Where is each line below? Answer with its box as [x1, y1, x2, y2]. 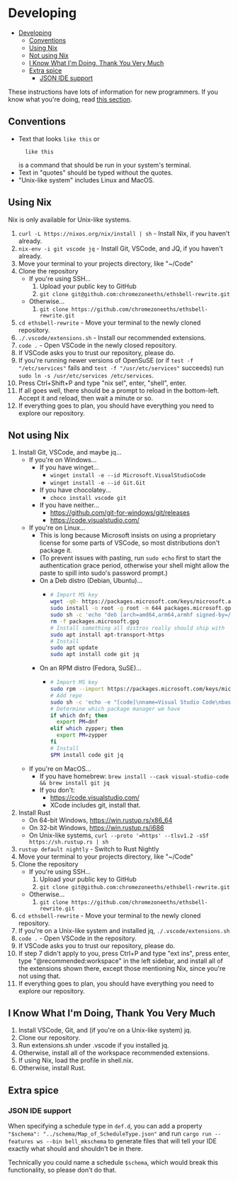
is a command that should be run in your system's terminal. [18, 160, 192, 169]
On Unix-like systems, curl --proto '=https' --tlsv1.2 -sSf [28, 831, 210, 839]
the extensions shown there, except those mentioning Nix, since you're [18, 964, 226, 972]
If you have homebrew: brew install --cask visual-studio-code [39, 772, 229, 780]
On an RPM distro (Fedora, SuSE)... [39, 664, 142, 673]
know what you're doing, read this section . [8, 94, 132, 104]
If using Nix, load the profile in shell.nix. [18, 1056, 134, 1065]
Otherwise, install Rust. [18, 1064, 86, 1072]
